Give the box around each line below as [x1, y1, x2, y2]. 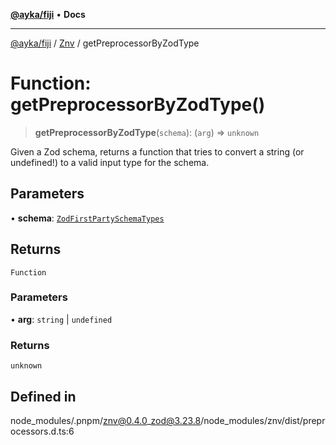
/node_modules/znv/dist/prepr [200, 414, 326, 426]
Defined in [10, 388, 77, 405]
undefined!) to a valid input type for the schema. [10, 156, 210, 168]
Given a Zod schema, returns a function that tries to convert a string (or [10, 145, 305, 158]
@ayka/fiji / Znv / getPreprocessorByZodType [10, 37, 200, 49]
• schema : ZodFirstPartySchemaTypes [10, 212, 165, 224]
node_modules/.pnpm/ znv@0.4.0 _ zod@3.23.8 [10, 414, 202, 426]
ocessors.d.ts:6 [10, 425, 75, 437]
